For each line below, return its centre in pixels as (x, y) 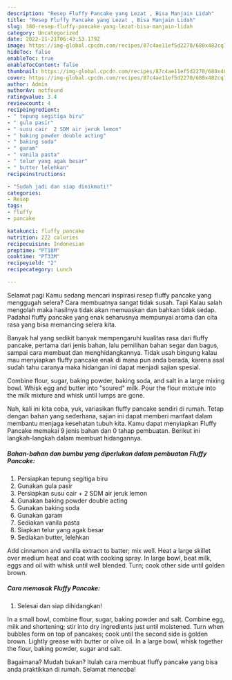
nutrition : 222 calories (43, 237)
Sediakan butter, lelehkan (53, 537)
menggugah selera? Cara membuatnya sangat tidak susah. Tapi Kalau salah (115, 302)
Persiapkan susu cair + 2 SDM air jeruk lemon (82, 493)
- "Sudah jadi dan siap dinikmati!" (60, 186)
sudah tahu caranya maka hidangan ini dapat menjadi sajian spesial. (104, 367)
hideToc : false (29, 52)
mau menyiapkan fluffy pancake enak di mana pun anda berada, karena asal (116, 360)
